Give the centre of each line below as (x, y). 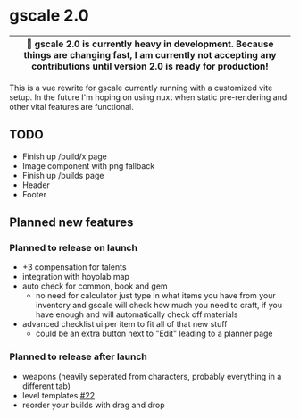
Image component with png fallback (88, 165)
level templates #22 (58, 395)
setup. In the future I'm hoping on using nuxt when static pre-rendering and (148, 97)
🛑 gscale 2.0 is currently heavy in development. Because (150, 44)
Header (36, 185)
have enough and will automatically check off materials (137, 314)
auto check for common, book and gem (95, 286)
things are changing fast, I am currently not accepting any (150, 54)
